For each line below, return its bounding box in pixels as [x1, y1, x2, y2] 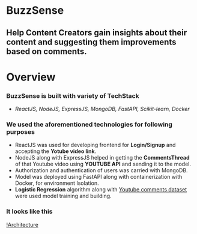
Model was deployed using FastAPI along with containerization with [14, 173, 183, 181]
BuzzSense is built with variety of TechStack [6, 91, 139, 100]
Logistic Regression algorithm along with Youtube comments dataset [14, 186, 187, 193]
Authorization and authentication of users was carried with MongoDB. [14, 167, 188, 174]
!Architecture [6, 221, 39, 228]
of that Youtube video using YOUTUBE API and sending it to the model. [14, 160, 191, 168]
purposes [6, 127, 35, 136]
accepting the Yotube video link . [14, 148, 97, 155]
